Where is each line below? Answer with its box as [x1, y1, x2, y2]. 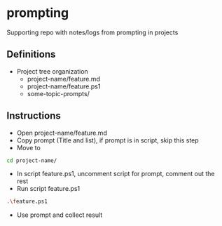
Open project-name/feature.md [16, 128, 108, 137]
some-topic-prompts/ [27, 89, 90, 98]
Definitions [6, 48, 56, 60]
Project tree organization [16, 67, 88, 75]
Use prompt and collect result [16, 211, 103, 219]
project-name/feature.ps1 [27, 82, 101, 91]
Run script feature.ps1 [16, 185, 81, 193]
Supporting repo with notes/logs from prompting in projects [6, 28, 179, 36]
